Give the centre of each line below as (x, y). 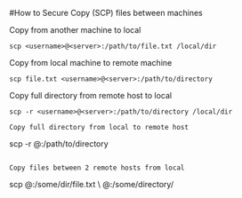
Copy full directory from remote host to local (90, 95)
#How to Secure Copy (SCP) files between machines (106, 13)
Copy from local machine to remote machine (91, 63)
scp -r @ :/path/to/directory (59, 144)
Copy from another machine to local (75, 30)
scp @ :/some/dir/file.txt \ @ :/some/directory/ (92, 184)
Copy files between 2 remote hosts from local (97, 168)
